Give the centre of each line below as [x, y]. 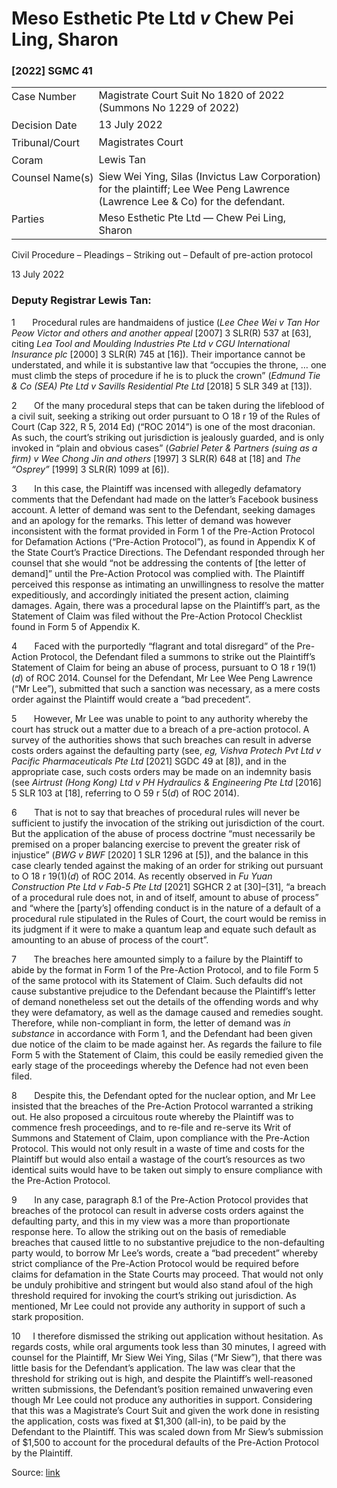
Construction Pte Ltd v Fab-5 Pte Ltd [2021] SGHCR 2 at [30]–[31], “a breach [169, 886]
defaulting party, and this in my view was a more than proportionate [151, 1221]
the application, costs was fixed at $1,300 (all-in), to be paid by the [149, 1421]
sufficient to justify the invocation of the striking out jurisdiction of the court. [168, 823]
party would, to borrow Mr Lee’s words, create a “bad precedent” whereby [165, 1253]
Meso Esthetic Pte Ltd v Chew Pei [152, 18]
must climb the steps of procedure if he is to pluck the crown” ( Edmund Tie [166, 375]
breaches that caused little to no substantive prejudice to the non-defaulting [168, 1242]
